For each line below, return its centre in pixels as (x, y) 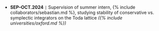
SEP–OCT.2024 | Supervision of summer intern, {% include (73, 7)
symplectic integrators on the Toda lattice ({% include (66, 18)
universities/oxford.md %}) (38, 23)
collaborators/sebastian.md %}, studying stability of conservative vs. (82, 12)
